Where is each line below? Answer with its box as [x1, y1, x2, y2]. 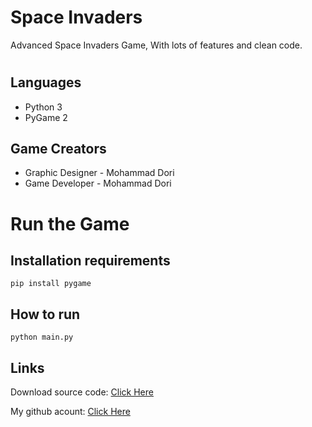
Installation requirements [10, 252, 171, 269]
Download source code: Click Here [10, 386, 154, 398]
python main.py [10, 332, 74, 343]
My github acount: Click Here [10, 405, 131, 417]
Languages [10, 74, 82, 91]
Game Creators [10, 140, 107, 157]
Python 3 [24, 101, 63, 113]
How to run [10, 306, 81, 323]
